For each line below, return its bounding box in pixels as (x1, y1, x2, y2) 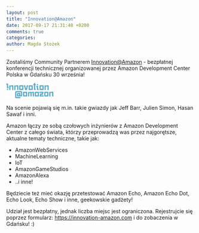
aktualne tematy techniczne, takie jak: (6, 135, 100, 142)
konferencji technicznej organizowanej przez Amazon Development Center (6, 65, 191, 72)
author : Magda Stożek (6, 41, 60, 47)
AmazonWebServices (14, 146, 68, 154)
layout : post (6, 10, 39, 16)
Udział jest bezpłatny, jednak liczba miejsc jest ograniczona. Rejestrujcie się (6, 208, 193, 215)
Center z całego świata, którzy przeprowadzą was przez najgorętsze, (6, 128, 177, 136)
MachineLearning (14, 153, 59, 160)
